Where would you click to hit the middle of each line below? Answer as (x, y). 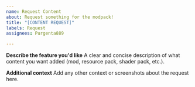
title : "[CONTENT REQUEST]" (40, 22)
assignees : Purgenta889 (35, 34)
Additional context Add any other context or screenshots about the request (97, 73)
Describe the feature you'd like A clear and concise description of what (93, 55)
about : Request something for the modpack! (60, 17)
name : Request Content (34, 11)
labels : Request (26, 28)
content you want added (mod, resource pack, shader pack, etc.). (85, 62)
